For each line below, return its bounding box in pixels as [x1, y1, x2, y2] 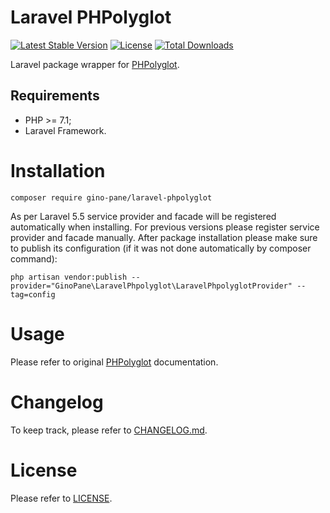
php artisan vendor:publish [10, 272, 128, 282]
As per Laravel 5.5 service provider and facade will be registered [10, 210, 277, 222]
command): [10, 252, 58, 265]
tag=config [10, 289, 56, 300]
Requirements [10, 87, 100, 105]
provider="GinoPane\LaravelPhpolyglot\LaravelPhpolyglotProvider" [10, 281, 293, 291]
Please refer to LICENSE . [10, 492, 113, 504]
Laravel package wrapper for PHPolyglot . [10, 58, 180, 70]
